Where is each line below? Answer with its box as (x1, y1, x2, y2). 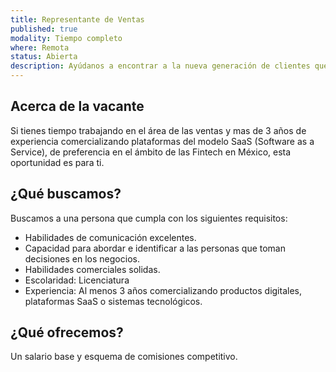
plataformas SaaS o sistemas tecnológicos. (24, 295, 203, 307)
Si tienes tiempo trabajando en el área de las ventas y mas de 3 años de (10, 124, 307, 136)
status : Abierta (10, 52, 78, 62)
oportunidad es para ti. (10, 156, 105, 168)
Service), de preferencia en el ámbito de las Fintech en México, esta (10, 146, 292, 158)
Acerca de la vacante (10, 98, 145, 115)
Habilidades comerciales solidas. (24, 263, 161, 275)
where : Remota (10, 42, 70, 53)
